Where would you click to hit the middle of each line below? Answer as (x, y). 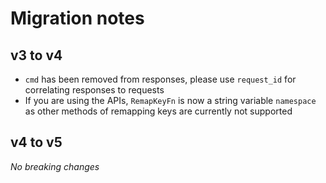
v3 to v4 (36, 55)
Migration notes (77, 18)
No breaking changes (55, 166)
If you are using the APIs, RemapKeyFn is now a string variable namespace (170, 100)
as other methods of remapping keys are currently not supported (158, 111)
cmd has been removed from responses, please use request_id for (160, 79)
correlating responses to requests (94, 90)
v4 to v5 (36, 142)
